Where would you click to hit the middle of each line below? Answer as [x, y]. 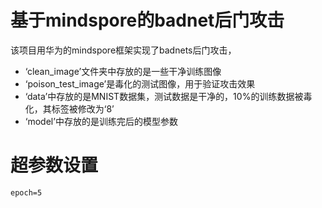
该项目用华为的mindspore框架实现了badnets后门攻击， [123, 50]
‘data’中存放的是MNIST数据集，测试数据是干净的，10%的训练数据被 [164, 96]
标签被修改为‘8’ [83, 108]
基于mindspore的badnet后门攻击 [147, 20]
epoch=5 [26, 192]
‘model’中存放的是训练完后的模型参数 [101, 121]
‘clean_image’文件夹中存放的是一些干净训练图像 [123, 71]
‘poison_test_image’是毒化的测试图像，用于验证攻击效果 [140, 83]
